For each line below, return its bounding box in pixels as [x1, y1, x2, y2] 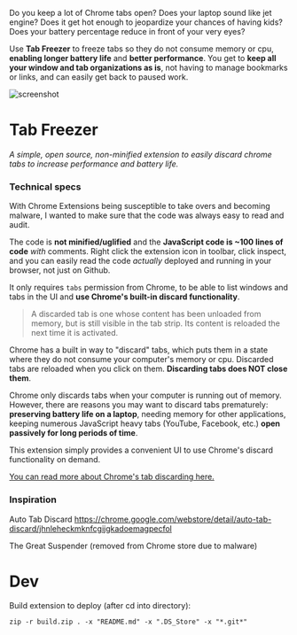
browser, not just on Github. [9, 265, 111, 275]
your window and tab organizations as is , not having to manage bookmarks [9, 62, 288, 73]
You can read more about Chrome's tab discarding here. [9, 471, 215, 482]
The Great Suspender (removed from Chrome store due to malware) [9, 540, 258, 551]
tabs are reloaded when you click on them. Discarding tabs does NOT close [9, 363, 288, 375]
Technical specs [9, 181, 82, 193]
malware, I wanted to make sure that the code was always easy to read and [9, 210, 285, 221]
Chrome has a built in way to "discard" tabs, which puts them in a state [9, 345, 269, 355]
